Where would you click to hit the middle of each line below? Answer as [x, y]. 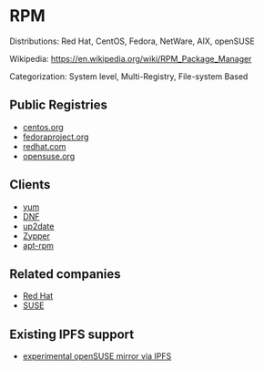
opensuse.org [49, 156]
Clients [30, 185]
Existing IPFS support [72, 334]
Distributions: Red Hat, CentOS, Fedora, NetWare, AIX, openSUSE [132, 41]
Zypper [36, 236]
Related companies [65, 274]
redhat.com [44, 146]
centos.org [43, 127]
